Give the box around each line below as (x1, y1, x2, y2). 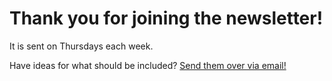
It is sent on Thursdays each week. (9, 40, 154, 52)
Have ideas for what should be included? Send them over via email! (9, 59, 287, 71)
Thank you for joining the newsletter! (9, 7, 324, 30)
